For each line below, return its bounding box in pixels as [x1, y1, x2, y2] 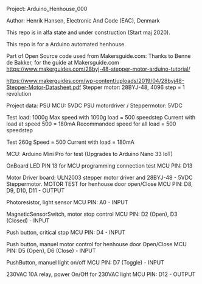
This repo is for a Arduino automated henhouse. [6, 41, 127, 48]
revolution [6, 90, 32, 97]
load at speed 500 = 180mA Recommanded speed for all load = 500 [6, 120, 176, 127]
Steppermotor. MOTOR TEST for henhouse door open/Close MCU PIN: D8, [6, 180, 193, 188]
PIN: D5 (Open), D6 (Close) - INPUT [6, 247, 96, 254]
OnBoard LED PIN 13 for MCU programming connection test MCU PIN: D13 [6, 162, 193, 169]
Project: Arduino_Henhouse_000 [6, 5, 88, 12]
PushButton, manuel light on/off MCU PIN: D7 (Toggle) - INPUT [6, 259, 164, 266]
